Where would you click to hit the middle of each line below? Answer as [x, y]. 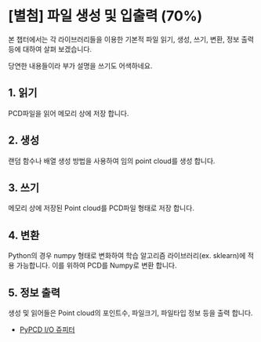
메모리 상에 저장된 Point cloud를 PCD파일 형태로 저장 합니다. [101, 208]
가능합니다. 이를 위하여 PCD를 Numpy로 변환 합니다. [96, 266]
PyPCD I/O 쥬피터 [47, 329]
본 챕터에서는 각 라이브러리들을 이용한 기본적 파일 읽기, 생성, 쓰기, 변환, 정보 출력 [131, 39]
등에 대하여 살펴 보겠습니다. [50, 49]
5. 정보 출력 [34, 292]
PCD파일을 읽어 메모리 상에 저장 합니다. [69, 113]
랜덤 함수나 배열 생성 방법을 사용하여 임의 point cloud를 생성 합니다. [112, 161]
